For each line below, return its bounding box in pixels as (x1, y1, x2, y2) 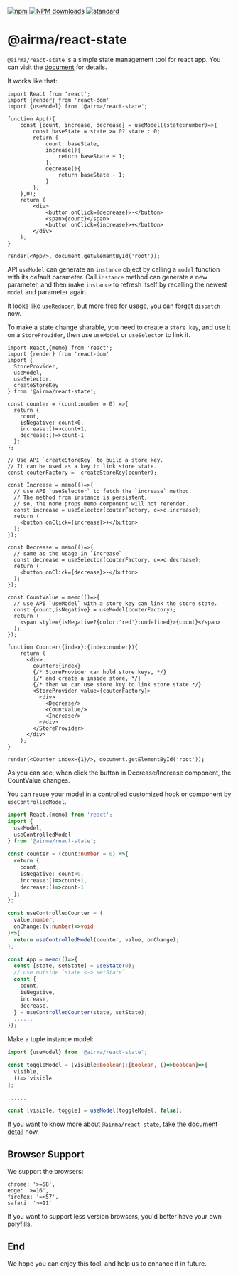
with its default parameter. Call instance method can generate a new (7, 272, 208, 281)
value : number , (13, 917, 55, 924)
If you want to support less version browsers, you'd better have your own (7, 1212, 222, 1221)
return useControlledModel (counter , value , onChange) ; (13, 936, 180, 944)
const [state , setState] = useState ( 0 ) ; (13, 962, 135, 969)
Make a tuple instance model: (7, 1035, 94, 1043)
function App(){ (7, 115, 55, 123)
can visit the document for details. (7, 63, 108, 71)
